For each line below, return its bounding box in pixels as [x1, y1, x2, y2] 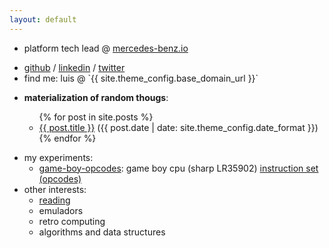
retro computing [38, 215, 106, 227]
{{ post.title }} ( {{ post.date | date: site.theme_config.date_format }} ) [38, 121, 319, 133]
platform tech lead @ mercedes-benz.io [23, 42, 189, 54]
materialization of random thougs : [23, 91, 169, 103]
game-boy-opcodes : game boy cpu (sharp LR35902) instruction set [38, 162, 319, 174]
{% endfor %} [38, 132, 97, 144]
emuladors [38, 204, 84, 216]
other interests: [23, 183, 87, 195]
